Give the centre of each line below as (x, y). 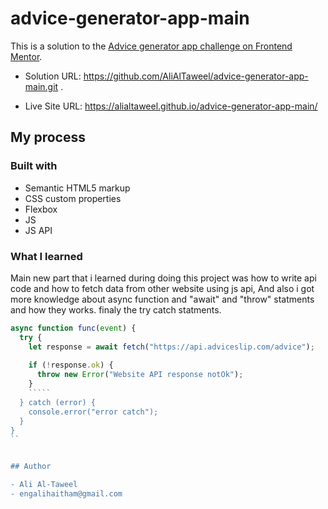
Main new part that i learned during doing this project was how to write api (163, 278)
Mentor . (26, 56)
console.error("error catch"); (93, 412)
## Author (31, 467)
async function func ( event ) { (73, 328)
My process (48, 137)
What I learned (46, 256)
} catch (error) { (58, 402)
